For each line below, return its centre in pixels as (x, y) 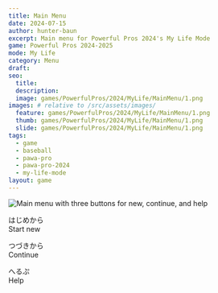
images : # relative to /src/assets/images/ (82, 105)
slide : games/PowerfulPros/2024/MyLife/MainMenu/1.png (109, 128)
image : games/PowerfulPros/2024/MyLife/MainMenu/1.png (109, 98)
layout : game (30, 181)
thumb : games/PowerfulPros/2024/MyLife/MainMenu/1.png (109, 121)
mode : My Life (32, 53)
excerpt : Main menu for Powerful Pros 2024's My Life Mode (109, 38)
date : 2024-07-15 (37, 23)
